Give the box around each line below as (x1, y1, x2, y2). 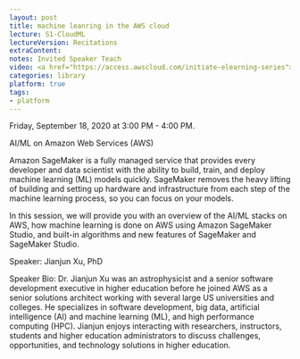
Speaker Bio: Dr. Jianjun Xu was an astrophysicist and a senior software (9, 273, 274, 284)
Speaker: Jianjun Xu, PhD (9, 256, 104, 267)
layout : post (9, 13, 58, 22)
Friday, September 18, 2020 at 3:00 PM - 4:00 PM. (9, 121, 196, 131)
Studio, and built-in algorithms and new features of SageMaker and (9, 230, 257, 240)
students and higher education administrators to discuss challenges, (9, 330, 262, 341)
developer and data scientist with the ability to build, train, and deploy (9, 164, 266, 175)
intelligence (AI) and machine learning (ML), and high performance (9, 312, 254, 322)
